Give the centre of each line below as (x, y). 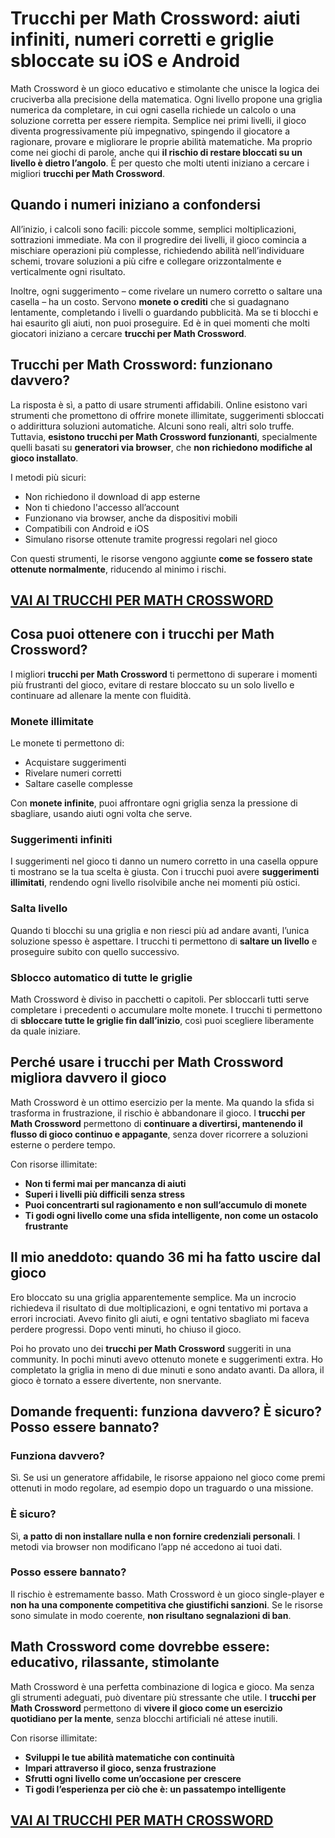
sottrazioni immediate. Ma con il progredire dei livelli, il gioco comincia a (158, 239)
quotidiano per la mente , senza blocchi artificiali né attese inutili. (144, 1718)
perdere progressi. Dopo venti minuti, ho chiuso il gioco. (126, 1329)
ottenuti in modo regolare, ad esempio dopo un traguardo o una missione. (162, 1488)
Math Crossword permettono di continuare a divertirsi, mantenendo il (156, 1123)
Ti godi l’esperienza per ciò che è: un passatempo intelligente (155, 1789)
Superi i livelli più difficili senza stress (104, 1194)
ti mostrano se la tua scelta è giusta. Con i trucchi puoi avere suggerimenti (165, 872)
